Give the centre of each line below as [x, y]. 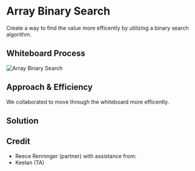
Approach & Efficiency [49, 87]
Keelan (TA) [30, 163]
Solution [22, 120]
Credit [18, 142]
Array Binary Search [58, 11]
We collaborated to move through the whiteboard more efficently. [88, 102]
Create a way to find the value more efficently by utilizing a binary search [97, 28]
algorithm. [19, 34]
